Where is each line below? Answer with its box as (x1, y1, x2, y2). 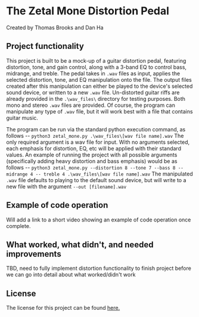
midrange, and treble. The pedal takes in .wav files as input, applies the (6, 70, 181, 77)
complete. (6, 222, 31, 229)
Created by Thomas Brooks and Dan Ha (6, 24, 104, 31)
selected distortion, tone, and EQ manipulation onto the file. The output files (6, 76, 192, 83)
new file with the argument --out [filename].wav (6, 183, 127, 190)
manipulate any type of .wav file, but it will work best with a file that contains (6, 107, 193, 115)
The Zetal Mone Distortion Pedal (6, 4, 170, 18)
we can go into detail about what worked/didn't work (6, 271, 136, 278)
